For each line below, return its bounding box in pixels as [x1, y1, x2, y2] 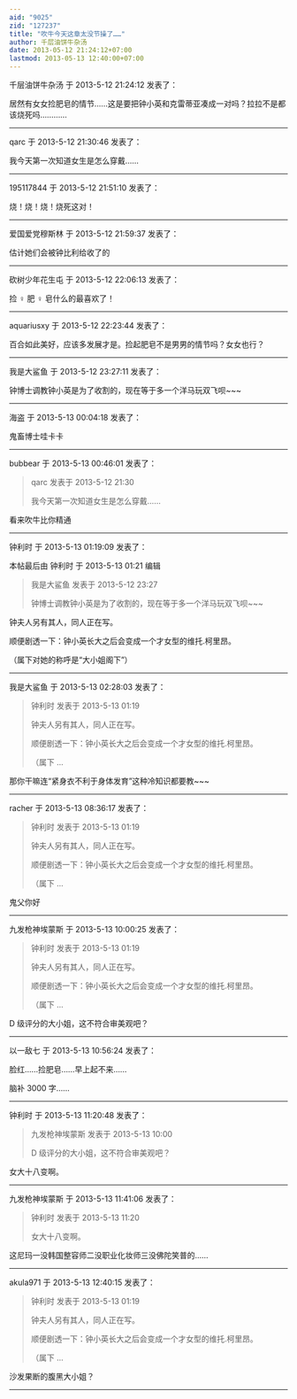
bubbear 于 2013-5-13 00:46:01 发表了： [9, 458, 157, 468]
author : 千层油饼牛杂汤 [9, 37, 88, 47]
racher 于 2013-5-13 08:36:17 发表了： [9, 803, 149, 813]
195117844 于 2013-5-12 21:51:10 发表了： [9, 182, 161, 193]
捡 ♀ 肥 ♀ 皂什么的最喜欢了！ [9, 293, 115, 304]
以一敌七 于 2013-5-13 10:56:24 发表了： [9, 1046, 156, 1055]
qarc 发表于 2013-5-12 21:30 [30, 477, 134, 487]
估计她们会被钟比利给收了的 [9, 247, 110, 258]
